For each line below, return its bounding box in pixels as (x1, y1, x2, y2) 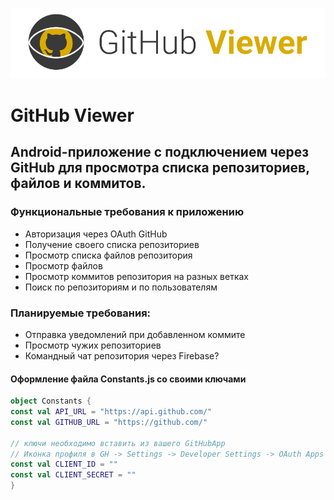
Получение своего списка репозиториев (24, 238, 200, 250)
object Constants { (10, 396, 92, 407)
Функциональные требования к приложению (10, 205, 245, 219)
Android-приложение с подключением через (10, 144, 310, 161)
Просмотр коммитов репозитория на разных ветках (24, 270, 249, 282)
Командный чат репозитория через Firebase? (24, 350, 220, 362)
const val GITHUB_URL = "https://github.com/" (10, 417, 208, 427)
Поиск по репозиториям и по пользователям (24, 281, 218, 293)
